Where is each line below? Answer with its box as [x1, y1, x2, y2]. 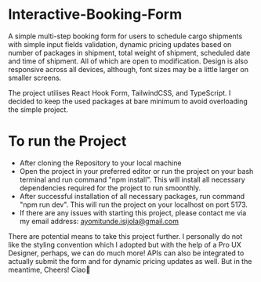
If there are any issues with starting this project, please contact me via [19, 208, 247, 217]
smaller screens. [8, 73, 62, 82]
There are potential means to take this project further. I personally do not [8, 231, 243, 240]
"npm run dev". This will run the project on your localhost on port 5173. [19, 200, 248, 209]
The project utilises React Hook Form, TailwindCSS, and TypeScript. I [8, 88, 231, 97]
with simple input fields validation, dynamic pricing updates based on [8, 39, 232, 49]
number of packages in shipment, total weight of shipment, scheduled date [8, 48, 251, 57]
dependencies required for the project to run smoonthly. [19, 183, 201, 193]
